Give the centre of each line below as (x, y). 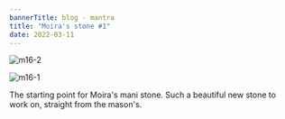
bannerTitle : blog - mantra (62, 18)
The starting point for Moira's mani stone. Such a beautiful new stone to (143, 95)
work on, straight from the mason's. (76, 105)
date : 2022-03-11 (42, 34)
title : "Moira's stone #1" (60, 26)
